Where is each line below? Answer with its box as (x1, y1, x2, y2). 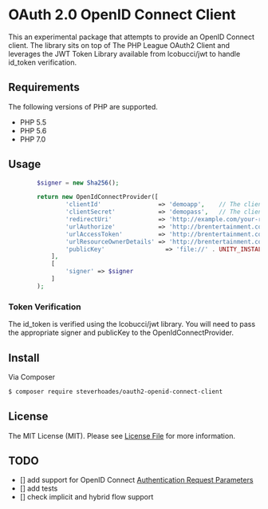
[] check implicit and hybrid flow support (19, 492, 154, 502)
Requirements (8, 81, 80, 94)
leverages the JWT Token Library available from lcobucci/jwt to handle (8, 49, 241, 58)
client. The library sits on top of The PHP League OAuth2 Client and (8, 40, 230, 50)
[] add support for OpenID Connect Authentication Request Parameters (19, 475, 254, 485)
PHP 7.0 (19, 134, 46, 144)
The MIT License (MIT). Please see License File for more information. (8, 431, 235, 440)
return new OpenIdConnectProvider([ (37, 193, 159, 201)
